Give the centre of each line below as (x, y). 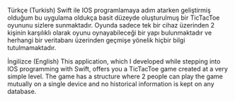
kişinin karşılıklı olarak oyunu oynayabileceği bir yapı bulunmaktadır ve (110, 32)
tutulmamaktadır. (32, 48)
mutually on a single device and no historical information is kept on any (111, 84)
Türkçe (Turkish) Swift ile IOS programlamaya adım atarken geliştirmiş (109, 10)
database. (22, 91)
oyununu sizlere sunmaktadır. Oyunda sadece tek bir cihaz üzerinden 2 (111, 25)
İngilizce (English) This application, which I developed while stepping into (114, 61)
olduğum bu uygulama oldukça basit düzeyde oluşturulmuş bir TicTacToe (114, 18)
